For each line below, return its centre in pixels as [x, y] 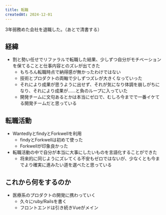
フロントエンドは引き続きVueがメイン [59, 207]
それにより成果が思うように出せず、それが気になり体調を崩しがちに [90, 84]
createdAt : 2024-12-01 [29, 14]
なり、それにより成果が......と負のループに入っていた [74, 91]
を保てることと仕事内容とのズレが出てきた [56, 66]
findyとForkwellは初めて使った [51, 140]
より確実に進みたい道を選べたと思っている [68, 165]
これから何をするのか [38, 182]
